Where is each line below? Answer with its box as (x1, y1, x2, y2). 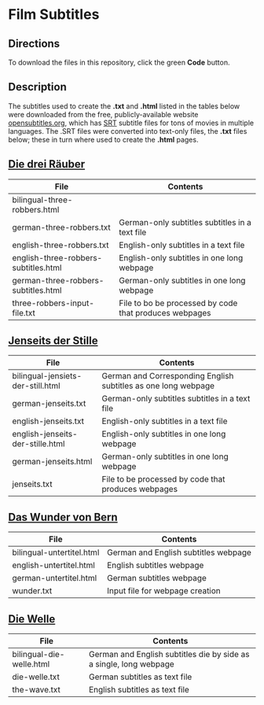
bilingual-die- (12, 649, 65, 660)
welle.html (12, 659, 50, 670)
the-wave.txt (12, 685, 61, 696)
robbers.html (12, 204, 60, 215)
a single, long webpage (89, 659, 174, 670)
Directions (8, 37, 60, 50)
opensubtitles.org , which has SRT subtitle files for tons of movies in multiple (8, 118, 254, 127)
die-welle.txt (12, 671, 60, 682)
